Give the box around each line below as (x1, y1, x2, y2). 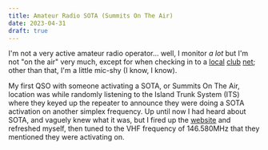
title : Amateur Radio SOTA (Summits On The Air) (8, 11, 174, 20)
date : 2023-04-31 (8, 19, 66, 27)
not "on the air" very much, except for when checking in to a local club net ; (8, 57, 256, 67)
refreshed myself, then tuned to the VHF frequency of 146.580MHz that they (8, 124, 260, 133)
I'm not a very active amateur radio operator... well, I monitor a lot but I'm (8, 49, 249, 59)
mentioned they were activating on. (8, 132, 126, 142)
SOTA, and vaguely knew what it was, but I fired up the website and (8, 116, 231, 125)
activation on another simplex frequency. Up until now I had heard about (8, 107, 246, 116)
